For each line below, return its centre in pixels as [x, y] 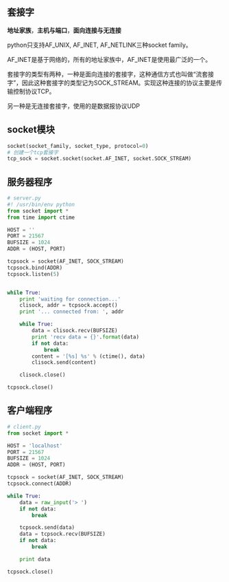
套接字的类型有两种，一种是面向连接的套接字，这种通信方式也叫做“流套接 [111, 74]
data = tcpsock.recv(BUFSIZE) [63, 534]
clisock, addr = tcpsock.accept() [69, 305]
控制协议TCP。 [34, 91]
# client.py [24, 427]
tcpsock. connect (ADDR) [39, 484]
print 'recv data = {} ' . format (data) [85, 337]
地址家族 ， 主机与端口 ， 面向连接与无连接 [64, 30]
